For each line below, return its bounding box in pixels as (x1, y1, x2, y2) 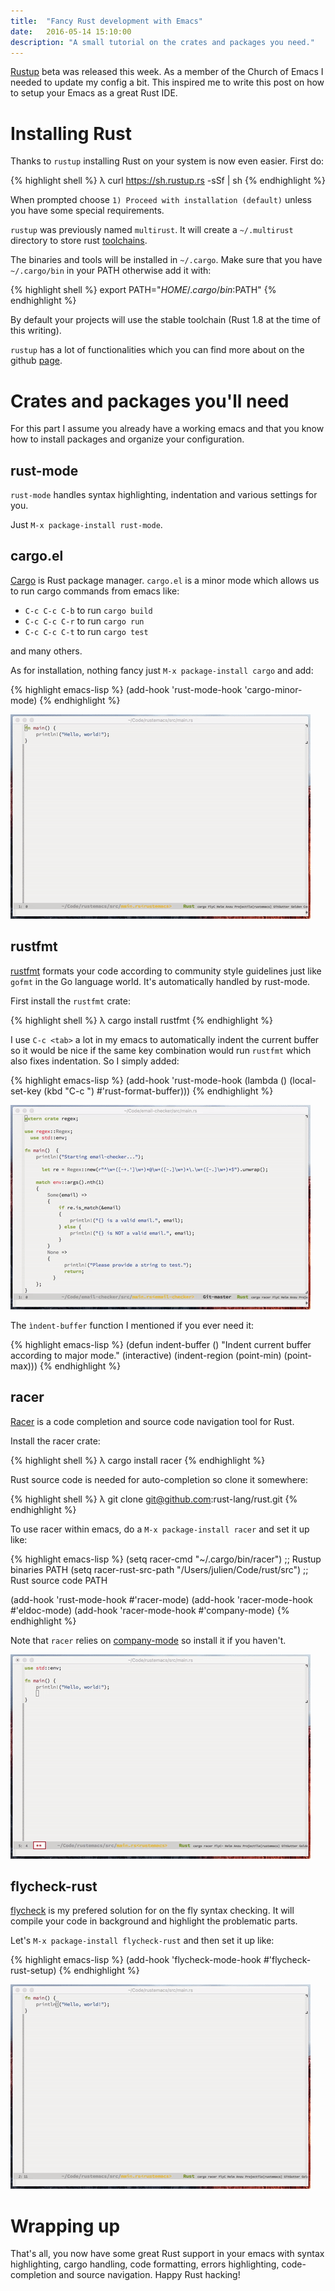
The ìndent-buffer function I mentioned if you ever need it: (10, 1319, 255, 1331)
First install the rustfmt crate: (10, 995, 131, 1007)
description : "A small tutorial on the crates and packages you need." (10, 37, 315, 47)
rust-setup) (10, 1965, 57, 1977)
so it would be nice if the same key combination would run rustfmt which (10, 1044, 312, 1056)
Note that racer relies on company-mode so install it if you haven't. (10, 1634, 287, 1646)
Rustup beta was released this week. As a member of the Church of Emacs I (10, 66, 324, 78)
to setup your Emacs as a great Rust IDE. (10, 87, 178, 99)
